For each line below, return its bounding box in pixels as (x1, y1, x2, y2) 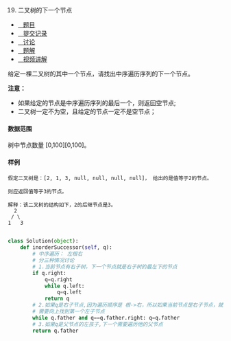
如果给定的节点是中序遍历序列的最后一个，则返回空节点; (17, 99, 177, 107)
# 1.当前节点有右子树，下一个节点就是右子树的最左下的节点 (32, 263, 178, 270)
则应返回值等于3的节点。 (8, 188, 67, 195)
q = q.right (44, 276, 73, 283)
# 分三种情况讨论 (32, 257, 75, 264)
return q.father (32, 327, 79, 334)
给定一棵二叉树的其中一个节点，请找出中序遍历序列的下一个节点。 (8, 69, 194, 78)
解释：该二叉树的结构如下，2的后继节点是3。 (8, 201, 117, 208)
